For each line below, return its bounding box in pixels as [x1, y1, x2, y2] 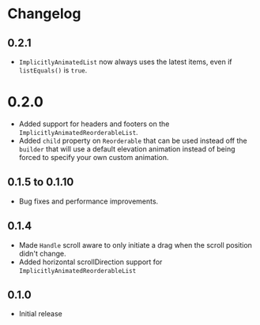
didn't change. [18, 248, 66, 258]
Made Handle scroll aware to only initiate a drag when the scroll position [18, 240, 252, 249]
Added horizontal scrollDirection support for [18, 257, 163, 267]
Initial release [18, 309, 62, 319]
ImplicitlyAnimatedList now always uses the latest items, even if [18, 57, 232, 66]
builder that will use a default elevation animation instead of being [18, 144, 236, 154]
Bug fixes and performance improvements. [18, 196, 159, 206]
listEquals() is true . [18, 65, 88, 75]
